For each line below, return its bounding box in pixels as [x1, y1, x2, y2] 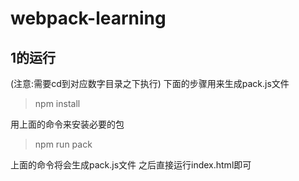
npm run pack [34, 138, 93, 150]
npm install [34, 98, 81, 109]
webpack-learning [10, 7, 167, 30]
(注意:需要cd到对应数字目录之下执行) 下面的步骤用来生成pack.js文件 [10, 78, 290, 89]
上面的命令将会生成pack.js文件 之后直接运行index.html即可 [10, 159, 252, 171]
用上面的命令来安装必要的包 [10, 118, 125, 130]
